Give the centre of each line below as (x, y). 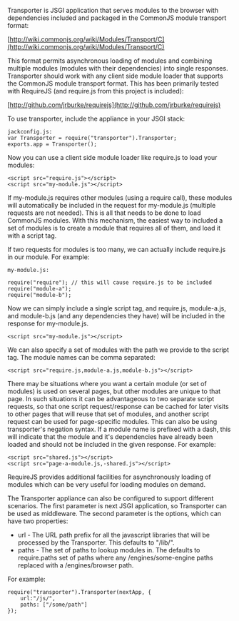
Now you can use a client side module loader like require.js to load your (112, 157)
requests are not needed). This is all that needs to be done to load (104, 213)
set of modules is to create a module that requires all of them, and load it (114, 228)
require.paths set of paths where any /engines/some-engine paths (115, 557)
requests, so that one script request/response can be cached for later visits (118, 407)
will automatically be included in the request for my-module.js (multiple (112, 205)
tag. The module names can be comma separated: (81, 357)
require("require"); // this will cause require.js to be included (110, 283)
